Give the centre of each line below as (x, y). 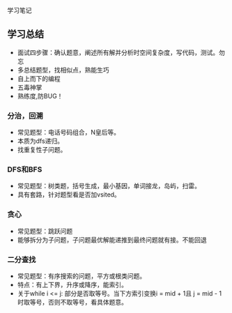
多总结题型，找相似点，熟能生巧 (63, 70)
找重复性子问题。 (42, 150)
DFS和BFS (25, 169)
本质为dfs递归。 (40, 141)
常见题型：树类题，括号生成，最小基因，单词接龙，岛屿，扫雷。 (109, 186)
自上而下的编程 (39, 78)
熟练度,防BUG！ (40, 96)
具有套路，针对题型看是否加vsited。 (69, 194)
